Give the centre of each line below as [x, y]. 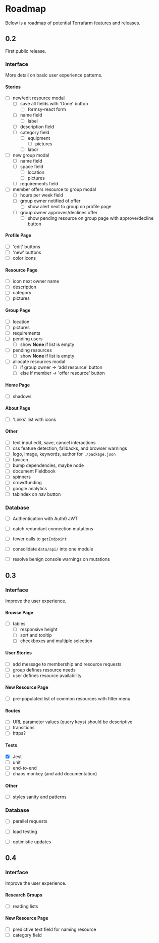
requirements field [39, 184]
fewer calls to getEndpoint [40, 539]
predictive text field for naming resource [54, 929]
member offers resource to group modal [54, 189]
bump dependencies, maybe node [48, 465]
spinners [22, 477]
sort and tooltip [36, 635]
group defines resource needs [44, 670]
